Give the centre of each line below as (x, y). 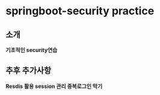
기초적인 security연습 (32, 50)
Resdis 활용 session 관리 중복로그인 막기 (54, 86)
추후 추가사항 (29, 71)
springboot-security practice (80, 11)
